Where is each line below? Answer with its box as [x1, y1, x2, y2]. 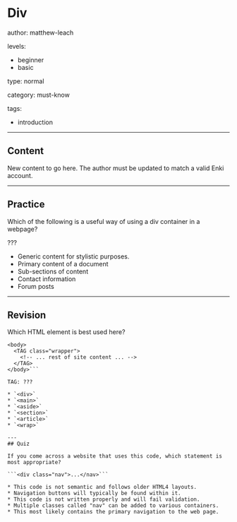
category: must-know [7, 90, 71, 99]
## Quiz [7, 440, 30, 448]
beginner [17, 55, 44, 64]
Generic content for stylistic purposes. [17, 252, 130, 261]
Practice [7, 198, 45, 210]
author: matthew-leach [7, 28, 74, 37]
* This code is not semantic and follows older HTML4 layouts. [7, 484, 197, 491]
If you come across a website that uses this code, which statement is [7, 453, 222, 460]
